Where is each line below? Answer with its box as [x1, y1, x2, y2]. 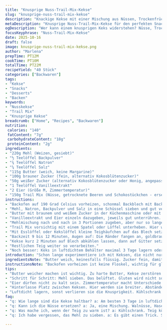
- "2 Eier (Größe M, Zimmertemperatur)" [5, 188, 90, 193]
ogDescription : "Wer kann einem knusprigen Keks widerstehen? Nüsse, [5, 26, 153, 31]
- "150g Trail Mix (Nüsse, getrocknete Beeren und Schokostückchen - [5, 192, 153, 197]
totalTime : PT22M [5, 63, 41, 68]
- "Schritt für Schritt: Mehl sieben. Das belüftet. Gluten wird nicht [5, 276, 157, 281]
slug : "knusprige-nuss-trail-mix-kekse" [5, 12, 90, 17]
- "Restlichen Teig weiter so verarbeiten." [5, 243, 99, 248]
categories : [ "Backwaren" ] [5, 72, 61, 77]
